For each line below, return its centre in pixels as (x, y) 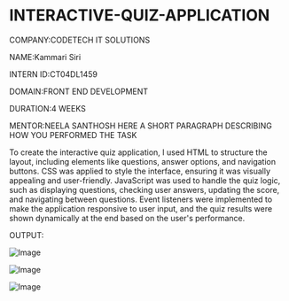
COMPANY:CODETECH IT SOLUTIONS (80, 40)
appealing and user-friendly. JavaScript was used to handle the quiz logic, (145, 180)
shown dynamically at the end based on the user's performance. (127, 218)
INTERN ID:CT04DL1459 (53, 74)
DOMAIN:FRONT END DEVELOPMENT (79, 91)
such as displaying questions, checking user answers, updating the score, (144, 189)
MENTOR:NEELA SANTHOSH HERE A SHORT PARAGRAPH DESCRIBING (141, 126)
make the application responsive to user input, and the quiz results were (141, 208)
